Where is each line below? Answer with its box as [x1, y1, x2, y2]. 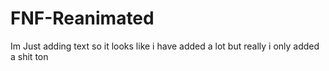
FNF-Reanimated [10, 7, 155, 30]
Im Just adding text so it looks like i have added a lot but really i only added [10, 40, 320, 52]
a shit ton [10, 50, 49, 62]
